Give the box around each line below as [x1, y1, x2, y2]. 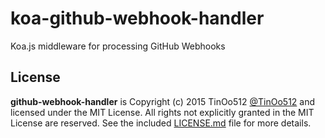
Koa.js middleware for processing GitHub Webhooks [10, 40, 226, 52]
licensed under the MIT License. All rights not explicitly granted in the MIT [10, 106, 315, 118]
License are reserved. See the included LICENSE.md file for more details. [10, 117, 312, 129]
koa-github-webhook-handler [10, 7, 265, 30]
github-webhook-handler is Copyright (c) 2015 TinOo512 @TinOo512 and [10, 95, 316, 107]
